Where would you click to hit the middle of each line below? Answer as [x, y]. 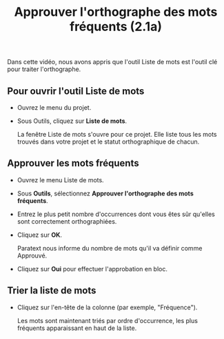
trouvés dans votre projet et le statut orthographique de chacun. [108, 142]
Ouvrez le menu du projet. [54, 107]
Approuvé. [32, 255]
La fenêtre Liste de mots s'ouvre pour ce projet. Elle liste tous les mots [117, 134]
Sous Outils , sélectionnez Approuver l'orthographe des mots [105, 193]
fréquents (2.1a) [116, 27]
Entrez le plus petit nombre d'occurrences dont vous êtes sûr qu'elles [116, 214]
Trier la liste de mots [52, 291]
